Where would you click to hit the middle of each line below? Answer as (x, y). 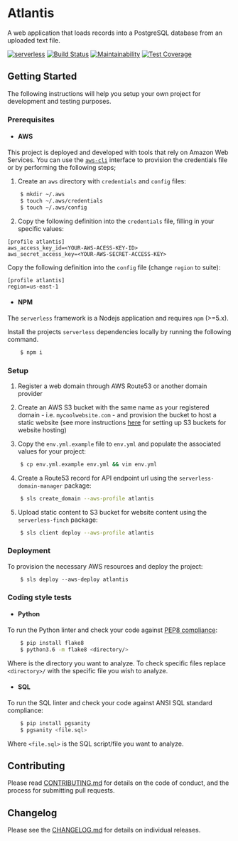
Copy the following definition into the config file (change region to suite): (114, 267)
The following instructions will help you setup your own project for (104, 93)
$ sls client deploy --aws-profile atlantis (87, 532)
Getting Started (42, 76)
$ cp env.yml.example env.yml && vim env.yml (89, 464)
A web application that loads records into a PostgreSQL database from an (115, 33)
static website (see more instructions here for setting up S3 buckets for (122, 422)
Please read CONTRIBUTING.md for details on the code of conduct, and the (118, 783)
